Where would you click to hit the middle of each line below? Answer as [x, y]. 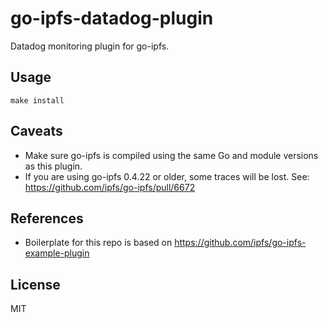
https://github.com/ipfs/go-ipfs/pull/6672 [110, 187]
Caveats [36, 131]
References [47, 218]
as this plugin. [53, 166]
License [35, 284]
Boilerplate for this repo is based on [98, 243]
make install [37, 100]
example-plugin [57, 253]
